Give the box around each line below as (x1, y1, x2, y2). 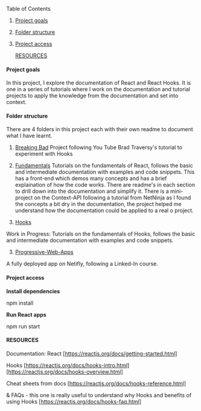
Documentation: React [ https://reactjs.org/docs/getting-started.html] (6, 350, 177, 357)
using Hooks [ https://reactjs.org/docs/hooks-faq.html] (6, 398, 142, 405)
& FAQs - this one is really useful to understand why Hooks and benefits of (6, 391, 192, 398)
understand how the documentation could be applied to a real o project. (14, 207, 194, 214)
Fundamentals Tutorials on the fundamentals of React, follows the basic (14, 162, 193, 169)
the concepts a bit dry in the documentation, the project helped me (14, 201, 182, 208)
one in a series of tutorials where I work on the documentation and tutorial (6, 86, 191, 93)
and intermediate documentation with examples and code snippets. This (14, 169, 195, 176)
